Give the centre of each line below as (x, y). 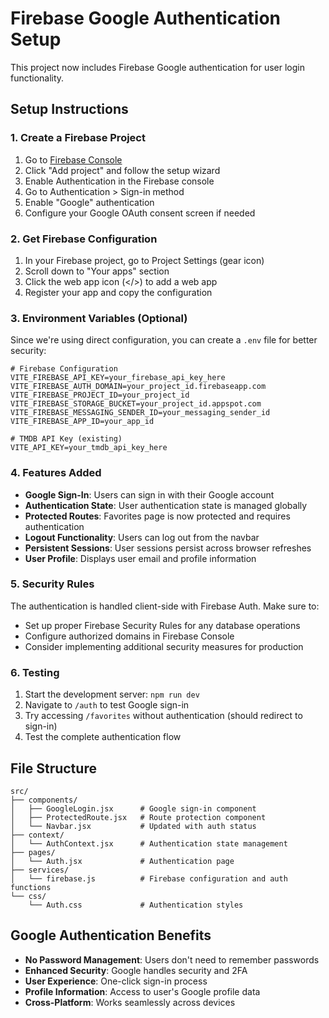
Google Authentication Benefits (111, 935)
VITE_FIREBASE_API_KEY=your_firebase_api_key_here (118, 378)
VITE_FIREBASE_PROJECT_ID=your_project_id (100, 395)
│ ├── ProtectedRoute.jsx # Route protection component (138, 817)
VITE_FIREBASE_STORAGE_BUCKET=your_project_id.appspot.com (136, 404)
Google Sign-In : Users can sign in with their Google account (149, 494)
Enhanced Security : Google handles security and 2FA (136, 970)
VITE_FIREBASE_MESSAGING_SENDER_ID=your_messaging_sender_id (140, 413)
